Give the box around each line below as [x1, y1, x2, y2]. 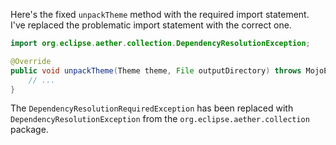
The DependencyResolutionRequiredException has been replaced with [10, 102, 294, 114]
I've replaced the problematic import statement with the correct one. [10, 19, 292, 31]
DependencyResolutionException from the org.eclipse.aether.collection [10, 113, 310, 125]
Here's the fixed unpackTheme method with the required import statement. [10, 9, 310, 20]
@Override [10, 56, 52, 66]
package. [10, 124, 49, 136]
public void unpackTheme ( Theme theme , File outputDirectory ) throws [10, 65, 302, 76]
